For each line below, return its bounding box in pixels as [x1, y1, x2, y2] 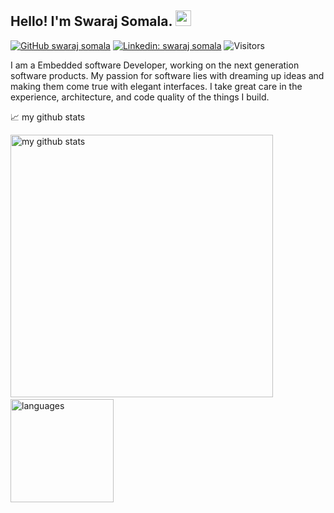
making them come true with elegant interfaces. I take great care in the [10, 80, 303, 92]
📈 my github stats [10, 111, 86, 123]
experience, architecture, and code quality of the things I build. [10, 91, 270, 103]
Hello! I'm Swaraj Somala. [10, 13, 173, 30]
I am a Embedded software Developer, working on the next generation [10, 59, 300, 71]
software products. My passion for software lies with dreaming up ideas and [10, 69, 325, 81]
